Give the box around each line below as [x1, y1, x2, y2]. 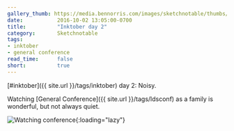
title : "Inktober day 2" [7, 23, 108, 30]
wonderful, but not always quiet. [7, 102, 100, 110]
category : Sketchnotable [7, 29, 98, 37]
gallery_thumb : [7, 10, 52, 17]
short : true [7, 62, 70, 69]
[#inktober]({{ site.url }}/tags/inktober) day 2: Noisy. [7, 81, 157, 89]
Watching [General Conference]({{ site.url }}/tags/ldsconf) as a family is [7, 95, 214, 103]
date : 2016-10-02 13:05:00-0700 [7, 17, 132, 24]
